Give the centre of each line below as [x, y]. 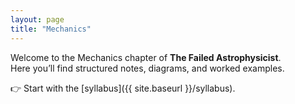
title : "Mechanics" [51, 29]
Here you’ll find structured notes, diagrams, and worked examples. [147, 68]
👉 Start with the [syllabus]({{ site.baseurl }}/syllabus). [123, 88]
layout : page [37, 19]
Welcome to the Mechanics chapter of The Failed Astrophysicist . [146, 57]
